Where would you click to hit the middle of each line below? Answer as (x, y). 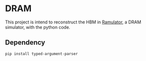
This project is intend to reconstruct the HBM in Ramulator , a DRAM (73, 22)
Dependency (25, 43)
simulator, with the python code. (38, 27)
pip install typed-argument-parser (42, 54)
